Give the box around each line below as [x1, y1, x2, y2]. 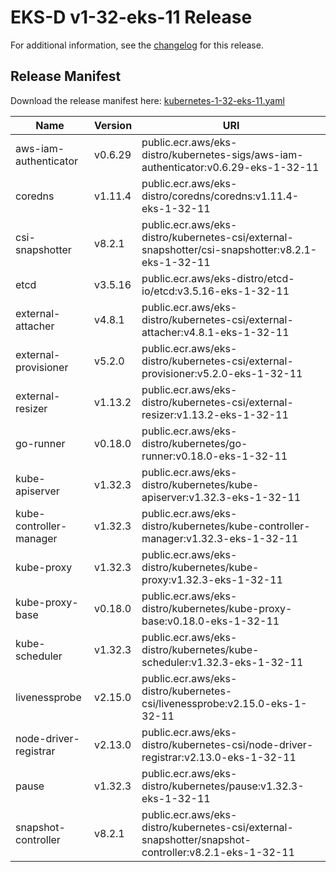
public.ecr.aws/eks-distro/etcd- [141, 271, 295, 285]
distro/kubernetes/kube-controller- [141, 519, 311, 533]
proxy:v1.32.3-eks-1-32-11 [141, 572, 283, 586]
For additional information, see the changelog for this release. [10, 39, 264, 51]
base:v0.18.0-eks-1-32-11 [141, 614, 280, 628]
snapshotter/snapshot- [141, 832, 252, 846]
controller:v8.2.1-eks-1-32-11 [141, 845, 295, 859]
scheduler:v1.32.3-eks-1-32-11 [141, 655, 304, 669]
